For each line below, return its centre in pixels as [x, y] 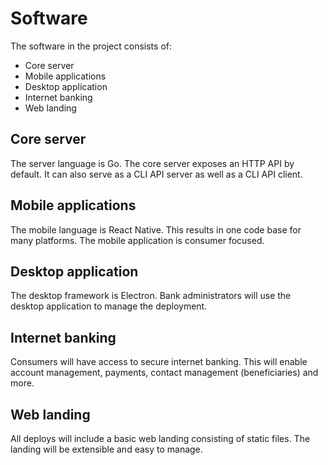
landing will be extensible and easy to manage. [106, 449]
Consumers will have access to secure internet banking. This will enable [159, 362]
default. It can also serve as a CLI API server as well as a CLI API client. [156, 174]
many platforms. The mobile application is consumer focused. [137, 240]
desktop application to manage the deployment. [109, 306]
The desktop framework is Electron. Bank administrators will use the [151, 296]
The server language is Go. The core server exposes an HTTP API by [152, 163]
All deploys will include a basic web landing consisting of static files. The [160, 438]
